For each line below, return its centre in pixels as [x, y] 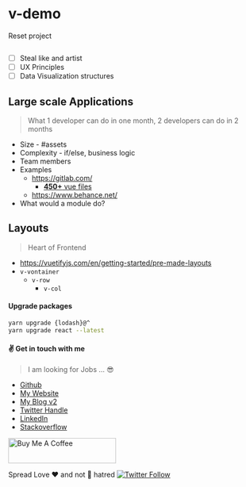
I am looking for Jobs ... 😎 [71, 369]
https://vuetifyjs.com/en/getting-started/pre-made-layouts [115, 263]
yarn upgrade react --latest [56, 330]
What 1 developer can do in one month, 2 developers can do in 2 [133, 121]
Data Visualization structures [67, 76]
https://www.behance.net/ [74, 194]
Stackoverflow [43, 427]
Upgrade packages [40, 306]
